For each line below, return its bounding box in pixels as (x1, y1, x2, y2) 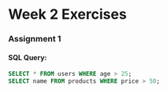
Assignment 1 (8, 34, 61, 45)
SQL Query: (8, 52, 47, 62)
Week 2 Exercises (8, 5, 128, 23)
